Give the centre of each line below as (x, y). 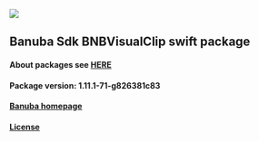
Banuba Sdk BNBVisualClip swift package (130, 42)
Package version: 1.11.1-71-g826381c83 (85, 85)
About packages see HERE (60, 64)
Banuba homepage (46, 106)
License (25, 127)
